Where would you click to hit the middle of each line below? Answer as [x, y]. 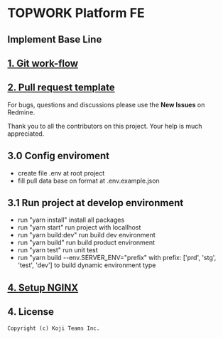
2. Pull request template [61, 88]
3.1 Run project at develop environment [96, 203]
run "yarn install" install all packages [71, 220]
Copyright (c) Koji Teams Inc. [54, 328]
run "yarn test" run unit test [58, 250]
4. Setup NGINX [43, 287]
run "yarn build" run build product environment [86, 242]
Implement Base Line [55, 39]
